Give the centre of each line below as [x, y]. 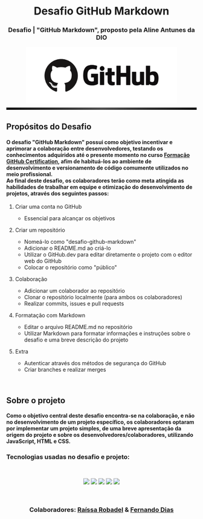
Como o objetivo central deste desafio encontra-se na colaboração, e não [101, 416]
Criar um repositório [40, 230]
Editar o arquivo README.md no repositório [78, 327]
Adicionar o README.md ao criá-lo [67, 248]
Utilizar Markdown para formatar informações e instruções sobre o [107, 334]
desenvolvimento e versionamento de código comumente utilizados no [97, 168]
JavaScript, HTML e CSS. [39, 441]
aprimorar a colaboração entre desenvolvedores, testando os [85, 148]
